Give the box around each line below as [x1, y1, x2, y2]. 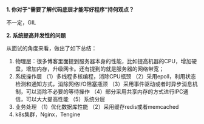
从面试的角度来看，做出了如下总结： [6, 45, 97, 52]
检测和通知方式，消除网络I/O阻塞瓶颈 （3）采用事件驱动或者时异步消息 [15, 80, 192, 88]
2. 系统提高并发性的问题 [6, 32, 66, 39]
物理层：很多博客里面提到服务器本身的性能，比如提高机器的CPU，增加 [15, 58, 192, 64]
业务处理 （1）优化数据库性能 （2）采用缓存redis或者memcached [15, 103, 179, 110]
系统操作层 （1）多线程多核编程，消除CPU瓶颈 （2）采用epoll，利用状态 [15, 73, 196, 80]
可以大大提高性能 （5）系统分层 [25, 95, 106, 103]
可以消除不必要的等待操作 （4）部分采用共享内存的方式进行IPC [25, 88, 183, 95]
